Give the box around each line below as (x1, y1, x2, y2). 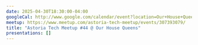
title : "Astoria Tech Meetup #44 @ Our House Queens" (6, 25, 141, 31)
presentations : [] (6, 30, 51, 36)
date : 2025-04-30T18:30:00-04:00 (6, 8, 88, 15)
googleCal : (6, 14, 33, 20)
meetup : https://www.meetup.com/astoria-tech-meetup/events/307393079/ (6, 19, 186, 25)
